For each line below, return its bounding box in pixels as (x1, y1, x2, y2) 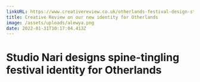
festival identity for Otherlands (6, 64, 162, 77)
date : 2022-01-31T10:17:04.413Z (6, 25, 86, 31)
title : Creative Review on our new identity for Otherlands (6, 14, 159, 20)
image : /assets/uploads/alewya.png (6, 20, 95, 26)
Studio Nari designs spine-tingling (6, 51, 180, 64)
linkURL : (6, 8, 28, 15)
